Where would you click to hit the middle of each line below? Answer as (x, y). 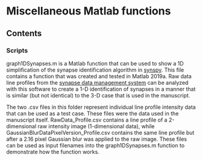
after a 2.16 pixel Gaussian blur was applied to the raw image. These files (96, 139)
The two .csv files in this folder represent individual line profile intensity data (101, 107)
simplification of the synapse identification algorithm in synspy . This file (95, 70)
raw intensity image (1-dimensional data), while (96, 126)
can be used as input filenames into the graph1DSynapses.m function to (96, 145)
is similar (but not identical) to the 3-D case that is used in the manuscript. (98, 95)
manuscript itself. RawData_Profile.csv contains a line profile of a (87, 120)
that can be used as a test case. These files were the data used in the (93, 113)
